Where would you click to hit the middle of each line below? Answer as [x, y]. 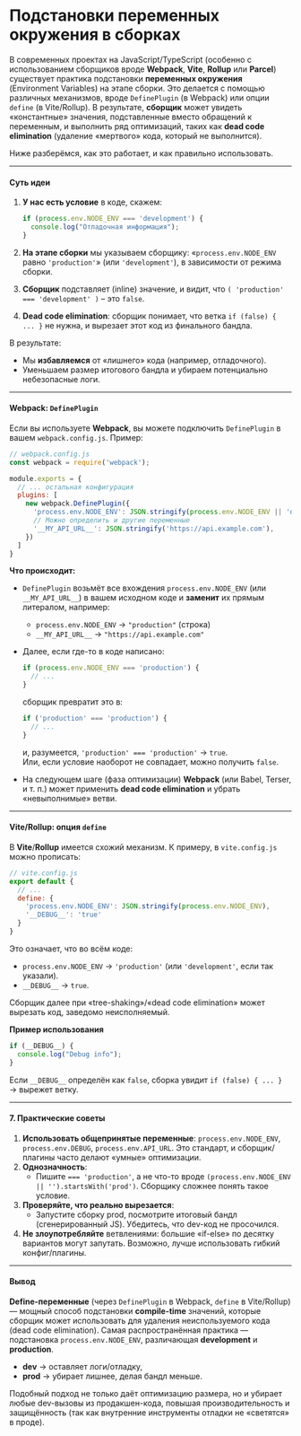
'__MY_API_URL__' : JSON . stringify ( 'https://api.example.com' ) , [154, 529]
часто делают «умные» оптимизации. [129, 1157]
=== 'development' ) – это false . [83, 298]
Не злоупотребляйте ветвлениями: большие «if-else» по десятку [148, 1233]
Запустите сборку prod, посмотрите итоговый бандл [136, 1214]
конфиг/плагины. [54, 1252]
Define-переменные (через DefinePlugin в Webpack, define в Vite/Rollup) [150, 1301]
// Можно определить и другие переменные [112, 521]
